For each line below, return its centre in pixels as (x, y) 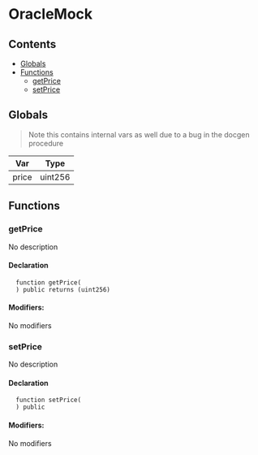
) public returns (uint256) (63, 289)
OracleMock (51, 14)
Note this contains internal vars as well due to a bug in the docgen (139, 134)
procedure (46, 143)
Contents (32, 44)
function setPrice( (49, 400)
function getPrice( (49, 282)
